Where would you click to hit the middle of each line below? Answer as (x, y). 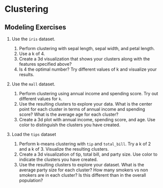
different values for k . (41, 99)
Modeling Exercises (36, 27)
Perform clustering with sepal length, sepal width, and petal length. (87, 48)
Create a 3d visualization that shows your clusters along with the (84, 59)
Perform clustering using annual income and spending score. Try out (88, 94)
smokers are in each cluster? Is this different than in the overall (82, 175)
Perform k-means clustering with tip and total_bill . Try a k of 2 (85, 144)
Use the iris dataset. (33, 39)
